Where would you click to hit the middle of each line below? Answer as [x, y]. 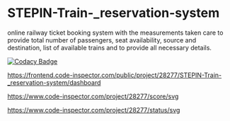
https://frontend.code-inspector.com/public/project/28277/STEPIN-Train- [115, 75]
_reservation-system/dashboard [54, 82]
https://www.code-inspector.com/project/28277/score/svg [93, 96]
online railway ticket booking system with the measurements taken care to [115, 33]
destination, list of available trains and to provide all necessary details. [110, 47]
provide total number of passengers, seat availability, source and [102, 40]
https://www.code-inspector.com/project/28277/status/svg [94, 110]
